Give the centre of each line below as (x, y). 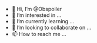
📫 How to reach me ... (39, 34)
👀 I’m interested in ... (36, 15)
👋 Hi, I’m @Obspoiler (37, 9)
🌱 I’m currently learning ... (43, 21)
